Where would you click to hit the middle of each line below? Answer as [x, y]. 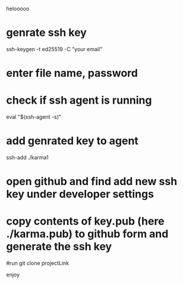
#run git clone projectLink [38, 263]
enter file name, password [72, 73]
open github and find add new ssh [92, 182]
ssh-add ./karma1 [27, 157]
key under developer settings [80, 194]
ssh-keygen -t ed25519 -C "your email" [54, 49]
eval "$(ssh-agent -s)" [34, 117]
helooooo [18, 9]
